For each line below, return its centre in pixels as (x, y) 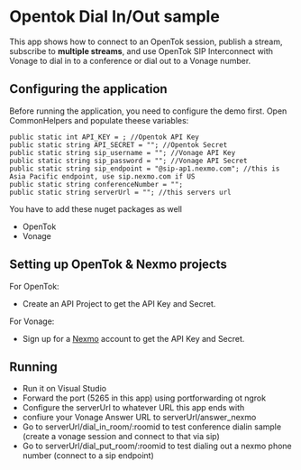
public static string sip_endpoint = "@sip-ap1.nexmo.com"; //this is (145, 169)
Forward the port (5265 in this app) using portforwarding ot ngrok (144, 398)
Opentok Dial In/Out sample (115, 17)
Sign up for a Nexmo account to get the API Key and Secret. (133, 338)
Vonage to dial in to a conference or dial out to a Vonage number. (130, 60)
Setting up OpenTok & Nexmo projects (119, 265)
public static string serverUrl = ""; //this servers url (120, 192)
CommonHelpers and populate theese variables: (99, 120)
